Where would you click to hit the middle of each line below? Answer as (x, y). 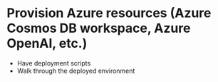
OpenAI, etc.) (47, 43)
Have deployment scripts (54, 63)
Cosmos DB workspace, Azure (99, 28)
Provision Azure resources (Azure (109, 13)
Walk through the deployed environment (76, 71)
